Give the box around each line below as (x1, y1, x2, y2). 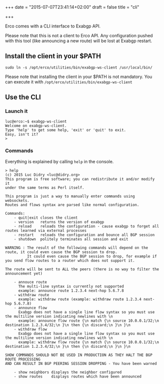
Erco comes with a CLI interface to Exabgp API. (5, 23, 101, 29)
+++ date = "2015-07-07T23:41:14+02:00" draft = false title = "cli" (5, 4, 139, 10)
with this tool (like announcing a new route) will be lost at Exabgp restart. (5, 38, 152, 44)
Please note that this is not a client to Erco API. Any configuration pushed (5, 33, 153, 38)
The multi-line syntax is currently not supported (18, 284, 124, 289)
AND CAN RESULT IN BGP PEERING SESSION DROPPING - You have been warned (5, 361, 157, 366)
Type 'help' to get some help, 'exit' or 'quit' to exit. (5, 128, 126, 132)
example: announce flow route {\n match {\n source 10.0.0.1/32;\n (18, 318, 160, 323)
